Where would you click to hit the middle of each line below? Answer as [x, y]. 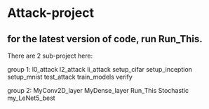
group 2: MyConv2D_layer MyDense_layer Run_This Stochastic [98, 90]
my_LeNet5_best [31, 98]
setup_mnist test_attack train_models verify [70, 77]
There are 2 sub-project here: [50, 56]
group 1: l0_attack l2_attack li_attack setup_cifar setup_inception [100, 69]
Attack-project [51, 13]
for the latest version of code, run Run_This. [105, 39]
